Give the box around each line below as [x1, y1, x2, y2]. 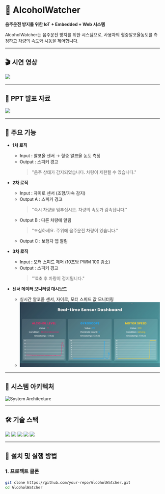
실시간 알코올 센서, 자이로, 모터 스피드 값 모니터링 [19, 297, 114, 302]
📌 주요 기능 [5, 128, 37, 137]
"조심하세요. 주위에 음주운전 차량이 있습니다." [31, 228, 118, 234]
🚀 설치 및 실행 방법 [5, 452, 57, 461]
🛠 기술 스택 [5, 416, 38, 424]
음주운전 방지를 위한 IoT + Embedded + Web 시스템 [5, 21, 106, 27]
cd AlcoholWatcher [5, 485, 43, 490]
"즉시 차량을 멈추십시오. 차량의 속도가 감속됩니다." [31, 207, 128, 213]
